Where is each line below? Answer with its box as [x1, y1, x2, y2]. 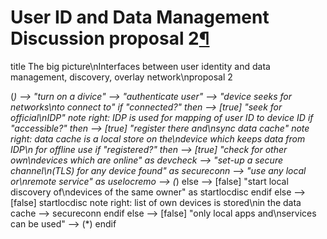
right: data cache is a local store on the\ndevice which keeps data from [10, 132, 306, 145]
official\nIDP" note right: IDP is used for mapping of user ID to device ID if [10, 111, 314, 123]
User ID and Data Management [10, 6, 270, 29]
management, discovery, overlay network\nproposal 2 [10, 71, 233, 83]
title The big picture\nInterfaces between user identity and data [10, 60, 271, 72]
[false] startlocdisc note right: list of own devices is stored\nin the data [10, 196, 302, 208]
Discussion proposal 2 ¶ [10, 27, 210, 50]
